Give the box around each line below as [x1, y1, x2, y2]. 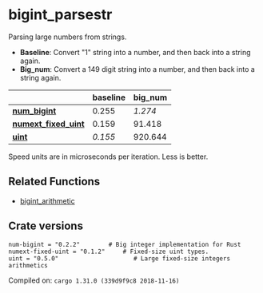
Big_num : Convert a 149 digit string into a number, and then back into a [19, 64, 256, 73]
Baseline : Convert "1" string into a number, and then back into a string [19, 47, 251, 57]
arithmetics [8, 261, 48, 269]
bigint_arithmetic [19, 196, 75, 205]
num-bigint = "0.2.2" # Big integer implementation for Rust [8, 240, 241, 248]
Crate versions [8, 220, 84, 233]
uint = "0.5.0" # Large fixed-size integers [8, 254, 230, 263]
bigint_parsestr [8, 6, 113, 24]
